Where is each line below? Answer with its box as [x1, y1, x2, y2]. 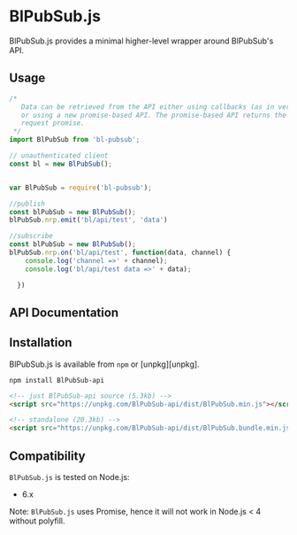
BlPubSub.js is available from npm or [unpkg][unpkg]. [9, 359, 201, 369]
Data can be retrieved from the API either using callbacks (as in [20, 102, 275, 112]
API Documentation [9, 305, 119, 320]
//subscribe [9, 232, 53, 241]
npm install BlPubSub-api [9, 376, 104, 384]
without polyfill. [9, 516, 65, 526]
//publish [9, 199, 46, 208]
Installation [9, 335, 72, 351]
